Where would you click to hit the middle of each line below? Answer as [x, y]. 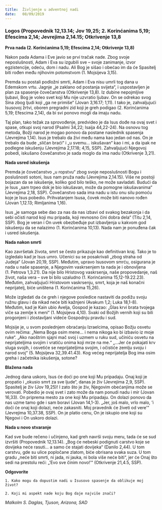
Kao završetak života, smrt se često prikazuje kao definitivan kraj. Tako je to [81, 251]
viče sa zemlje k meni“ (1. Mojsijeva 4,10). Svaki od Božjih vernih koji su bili [79, 312]
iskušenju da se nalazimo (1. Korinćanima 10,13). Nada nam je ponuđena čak [81, 227]
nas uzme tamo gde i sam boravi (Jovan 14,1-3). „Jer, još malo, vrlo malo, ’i [79, 402]
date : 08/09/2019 [25, 14]
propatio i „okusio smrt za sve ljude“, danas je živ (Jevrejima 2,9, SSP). [75, 382]
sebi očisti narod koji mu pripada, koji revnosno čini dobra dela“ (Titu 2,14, [78, 217]
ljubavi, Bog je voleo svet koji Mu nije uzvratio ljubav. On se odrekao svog [78, 97]
